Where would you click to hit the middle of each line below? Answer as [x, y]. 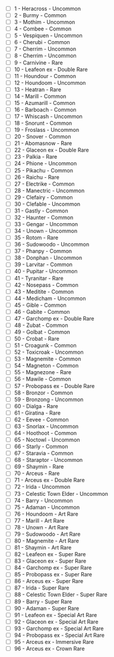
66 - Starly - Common [41, 446]
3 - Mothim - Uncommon [45, 22]
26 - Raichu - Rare [37, 177]
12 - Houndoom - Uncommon [50, 82]
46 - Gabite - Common [42, 311]
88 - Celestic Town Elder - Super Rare [61, 595]
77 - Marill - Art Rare [39, 520]
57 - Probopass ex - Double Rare [54, 386]
